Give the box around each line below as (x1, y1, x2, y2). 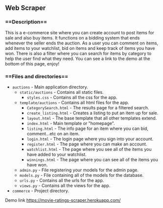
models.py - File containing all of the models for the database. (19, 172, 144, 178)
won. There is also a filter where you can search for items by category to (5, 50, 152, 56)
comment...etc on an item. (26, 130, 80, 136)
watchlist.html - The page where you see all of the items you (26, 146, 152, 152)
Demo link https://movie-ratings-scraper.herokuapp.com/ (5, 197, 121, 203)
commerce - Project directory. (12, 187, 70, 193)
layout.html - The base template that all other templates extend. (26, 115, 157, 121)
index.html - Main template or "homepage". (26, 120, 115, 126)
